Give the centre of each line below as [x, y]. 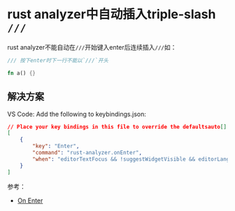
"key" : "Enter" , [56, 146]
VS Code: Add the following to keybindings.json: [77, 114]
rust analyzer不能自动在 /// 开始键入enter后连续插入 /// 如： [92, 47]
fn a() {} [22, 73]
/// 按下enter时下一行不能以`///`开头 [58, 60]
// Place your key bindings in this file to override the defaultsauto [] [117, 126]
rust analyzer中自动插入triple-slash [112, 14]
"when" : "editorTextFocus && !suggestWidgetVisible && [114, 159]
